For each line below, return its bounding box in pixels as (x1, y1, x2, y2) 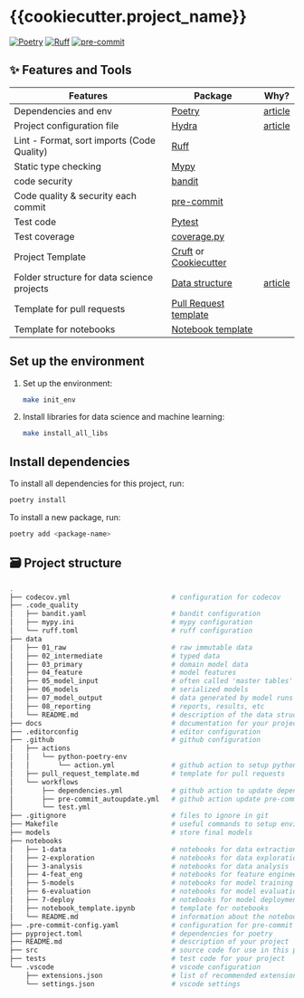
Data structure (171, 276, 233, 289)
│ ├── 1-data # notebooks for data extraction (9, 844, 298, 854)
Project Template (14, 251, 86, 263)
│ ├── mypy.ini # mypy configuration (9, 618, 253, 627)
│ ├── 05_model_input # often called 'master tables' (9, 677, 294, 686)
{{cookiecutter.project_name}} (9, 6, 247, 27)
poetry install (9, 496, 67, 505)
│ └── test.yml (9, 803, 91, 812)
